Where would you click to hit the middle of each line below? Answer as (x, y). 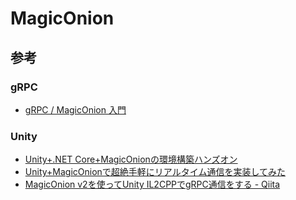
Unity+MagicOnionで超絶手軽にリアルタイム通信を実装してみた (155, 172)
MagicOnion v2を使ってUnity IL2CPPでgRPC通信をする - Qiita (152, 184)
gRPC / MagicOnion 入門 (75, 109)
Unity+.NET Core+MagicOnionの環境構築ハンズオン (131, 159)
